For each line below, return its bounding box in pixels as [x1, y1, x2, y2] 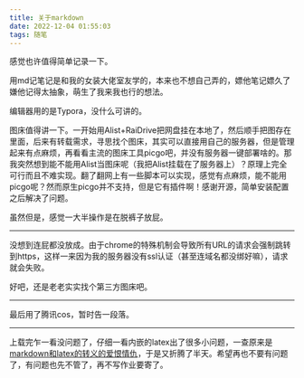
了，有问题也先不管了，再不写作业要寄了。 [9, 359, 168, 371]
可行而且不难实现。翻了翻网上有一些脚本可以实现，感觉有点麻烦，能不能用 [9, 170, 287, 181]
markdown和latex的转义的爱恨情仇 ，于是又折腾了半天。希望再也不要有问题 [9, 348, 289, 359]
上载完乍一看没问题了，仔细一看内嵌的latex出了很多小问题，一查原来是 [9, 336, 273, 348]
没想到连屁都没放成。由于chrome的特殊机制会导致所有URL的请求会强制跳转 [9, 240, 291, 250]
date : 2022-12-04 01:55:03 [9, 22, 111, 31]
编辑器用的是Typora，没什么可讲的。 [9, 106, 147, 117]
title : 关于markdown [9, 13, 84, 23]
